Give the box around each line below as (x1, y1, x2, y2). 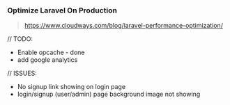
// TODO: (7, 35, 33, 43)
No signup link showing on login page (17, 83, 126, 91)
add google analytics (17, 56, 78, 64)
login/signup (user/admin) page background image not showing (17, 90, 201, 99)
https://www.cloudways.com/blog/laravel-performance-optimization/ (24, 22, 223, 30)
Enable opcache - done (17, 48, 85, 57)
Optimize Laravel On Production (7, 6, 117, 15)
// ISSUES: (7, 69, 37, 78)
